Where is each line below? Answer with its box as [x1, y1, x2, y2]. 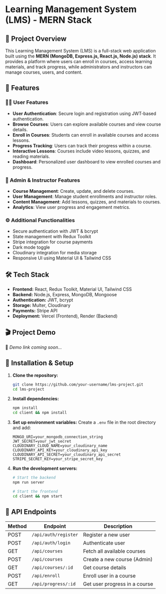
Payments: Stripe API [12, 308, 58, 314]
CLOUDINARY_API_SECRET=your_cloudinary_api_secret [12, 452, 121, 457]
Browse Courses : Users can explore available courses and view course [12, 121, 161, 127]
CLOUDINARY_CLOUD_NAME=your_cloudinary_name [12, 443, 108, 449]
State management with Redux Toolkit [12, 234, 92, 240]
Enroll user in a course [82, 572, 136, 579]
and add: [12, 425, 31, 431]
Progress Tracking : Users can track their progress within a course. [12, 142, 152, 148]
